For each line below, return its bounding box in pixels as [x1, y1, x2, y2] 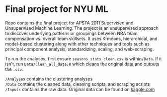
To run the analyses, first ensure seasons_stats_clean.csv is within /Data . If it [5, 55, 162, 61]
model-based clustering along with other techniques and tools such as [5, 41, 150, 47]
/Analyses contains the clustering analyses [5, 76, 93, 82]
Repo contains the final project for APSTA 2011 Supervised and [5, 20, 134, 26]
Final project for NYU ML [5, 3, 108, 15]
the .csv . [5, 66, 23, 72]
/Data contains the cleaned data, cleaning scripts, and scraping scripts [5, 81, 150, 87]
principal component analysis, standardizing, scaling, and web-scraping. [5, 46, 154, 52]
